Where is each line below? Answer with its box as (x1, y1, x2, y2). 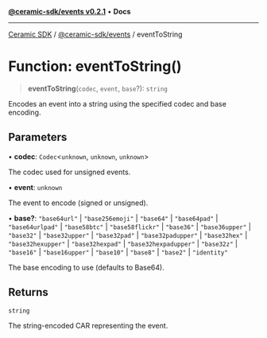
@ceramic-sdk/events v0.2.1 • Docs (8, 7, 131, 16)
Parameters (8, 130, 68, 144)
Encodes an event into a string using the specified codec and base (8, 99, 226, 108)
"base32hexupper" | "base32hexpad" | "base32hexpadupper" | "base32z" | (8, 239, 238, 248)
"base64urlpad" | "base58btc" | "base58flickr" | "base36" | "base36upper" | (8, 222, 252, 231)
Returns (8, 286, 49, 299)
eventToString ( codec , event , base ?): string (27, 84, 168, 93)
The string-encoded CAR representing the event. (8, 321, 168, 330)
